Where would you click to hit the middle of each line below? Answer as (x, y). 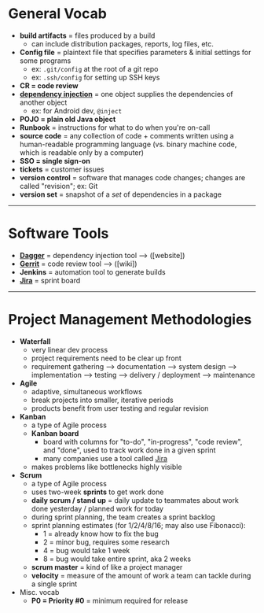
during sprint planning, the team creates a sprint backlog (123, 517)
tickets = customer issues (62, 169)
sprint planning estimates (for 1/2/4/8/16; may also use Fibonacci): (138, 525)
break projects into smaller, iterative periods (103, 400)
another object (43, 102)
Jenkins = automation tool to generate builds (93, 271)
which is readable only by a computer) (81, 152)
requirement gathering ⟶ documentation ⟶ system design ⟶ (134, 366)
